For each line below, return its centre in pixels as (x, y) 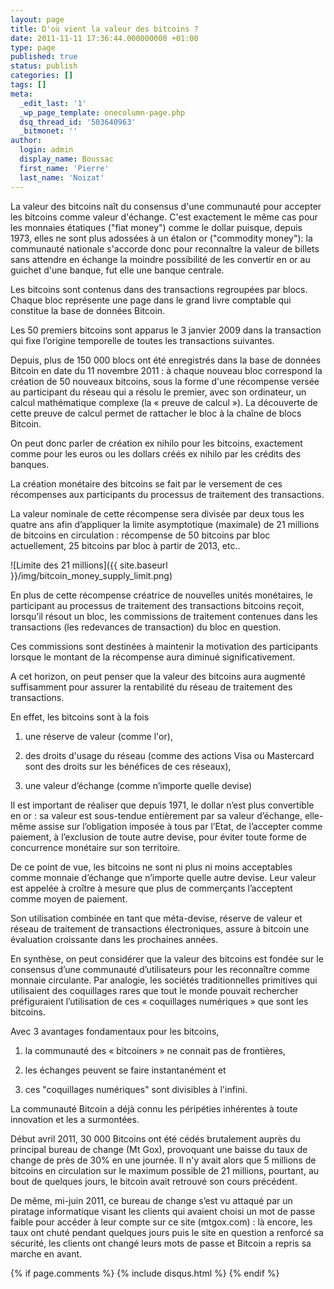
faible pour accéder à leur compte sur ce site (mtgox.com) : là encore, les (161, 1222)
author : (26, 141)
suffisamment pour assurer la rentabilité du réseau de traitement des (151, 687)
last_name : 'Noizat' (62, 177)
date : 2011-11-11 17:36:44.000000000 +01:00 (104, 38)
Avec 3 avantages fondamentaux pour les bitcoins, (115, 1031)
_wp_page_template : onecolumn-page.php (102, 112)
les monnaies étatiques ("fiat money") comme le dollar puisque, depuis (156, 227)
